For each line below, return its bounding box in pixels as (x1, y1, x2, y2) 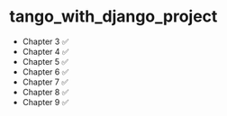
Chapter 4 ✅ (22, 46, 69, 57)
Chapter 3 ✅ (22, 36, 69, 47)
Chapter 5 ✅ (22, 56, 69, 67)
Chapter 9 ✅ (22, 96, 69, 107)
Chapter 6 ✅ (22, 66, 69, 77)
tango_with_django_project (9, 6, 218, 27)
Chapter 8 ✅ (22, 86, 69, 97)
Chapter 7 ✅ (22, 76, 69, 87)
